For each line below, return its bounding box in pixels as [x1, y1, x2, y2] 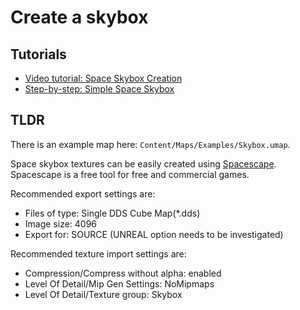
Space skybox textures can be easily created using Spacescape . [10, 157, 277, 170]
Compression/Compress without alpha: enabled [24, 267, 222, 279]
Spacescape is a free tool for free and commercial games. [10, 168, 250, 180]
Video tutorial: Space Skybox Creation [24, 72, 183, 84]
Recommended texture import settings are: [10, 247, 187, 260]
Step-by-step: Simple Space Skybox [24, 83, 175, 95]
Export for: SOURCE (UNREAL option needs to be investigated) [24, 228, 284, 240]
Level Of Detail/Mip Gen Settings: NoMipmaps [24, 277, 215, 290]
